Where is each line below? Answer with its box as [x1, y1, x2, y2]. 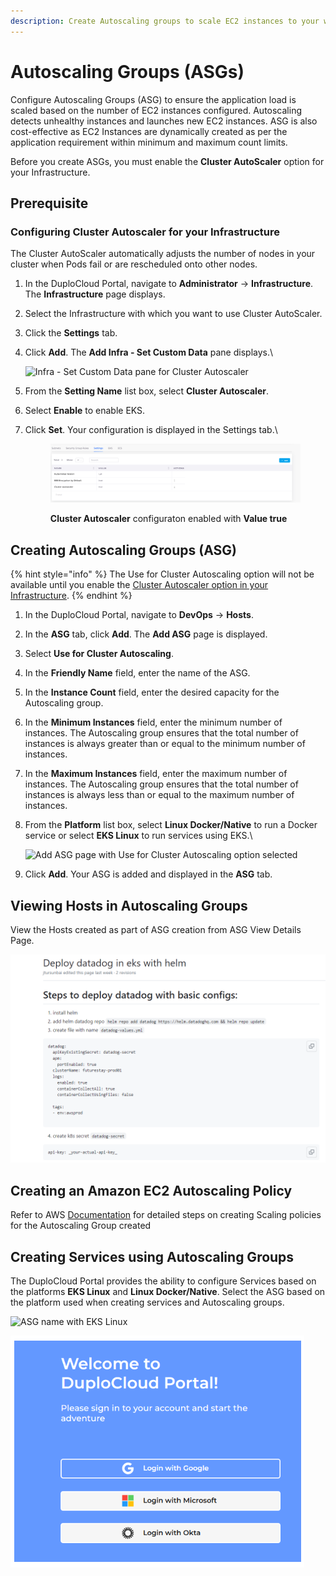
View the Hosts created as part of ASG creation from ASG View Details [10, 924, 302, 936]
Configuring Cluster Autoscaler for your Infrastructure [10, 225, 280, 239]
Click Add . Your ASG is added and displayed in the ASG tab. [24, 868, 273, 880]
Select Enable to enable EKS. [24, 405, 146, 417]
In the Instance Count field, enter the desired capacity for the [24, 686, 280, 699]
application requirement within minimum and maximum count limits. [10, 136, 288, 148]
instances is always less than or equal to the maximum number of [24, 789, 295, 801]
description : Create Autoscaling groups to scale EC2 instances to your [10, 16, 320, 26]
